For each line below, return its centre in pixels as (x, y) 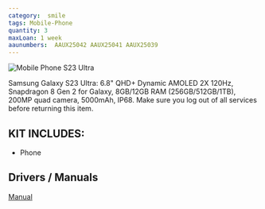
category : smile (37, 15)
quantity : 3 (28, 30)
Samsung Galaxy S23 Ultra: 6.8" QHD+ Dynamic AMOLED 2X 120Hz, (121, 83)
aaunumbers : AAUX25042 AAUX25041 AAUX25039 (83, 45)
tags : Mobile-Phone (41, 23)
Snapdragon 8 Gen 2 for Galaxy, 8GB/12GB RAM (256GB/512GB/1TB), (122, 91)
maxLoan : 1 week (35, 38)
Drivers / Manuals (53, 178)
